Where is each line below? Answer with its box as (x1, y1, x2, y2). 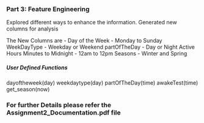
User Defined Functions (6, 63, 68, 71)
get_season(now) (6, 86, 50, 93)
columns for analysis (6, 25, 59, 32)
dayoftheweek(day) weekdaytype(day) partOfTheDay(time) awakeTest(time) (6, 79, 199, 86)
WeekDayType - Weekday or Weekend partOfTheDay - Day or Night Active (6, 43, 195, 51)
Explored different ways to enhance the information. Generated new (6, 19, 177, 26)
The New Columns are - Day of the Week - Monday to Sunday (6, 37, 162, 44)
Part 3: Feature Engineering (6, 5, 90, 13)
